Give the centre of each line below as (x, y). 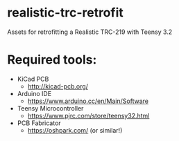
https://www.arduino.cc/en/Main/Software (88, 101)
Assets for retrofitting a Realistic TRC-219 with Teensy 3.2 (90, 32)
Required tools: (52, 60)
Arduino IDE (34, 93)
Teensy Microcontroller (50, 108)
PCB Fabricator (39, 123)
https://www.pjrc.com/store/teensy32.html (88, 115)
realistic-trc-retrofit (65, 13)
